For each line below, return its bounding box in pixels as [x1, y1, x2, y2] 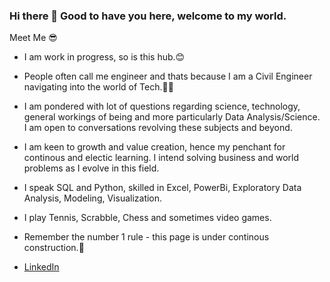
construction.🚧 [23, 242, 85, 254]
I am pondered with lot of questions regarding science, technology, [23, 100, 301, 113]
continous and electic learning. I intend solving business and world [23, 152, 300, 164]
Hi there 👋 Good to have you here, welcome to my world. [9, 9, 287, 23]
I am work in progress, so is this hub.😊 [23, 51, 186, 63]
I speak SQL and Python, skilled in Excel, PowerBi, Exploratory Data [23, 182, 302, 194]
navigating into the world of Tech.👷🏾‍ [23, 81, 174, 93]
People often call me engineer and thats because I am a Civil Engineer [23, 70, 313, 83]
